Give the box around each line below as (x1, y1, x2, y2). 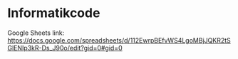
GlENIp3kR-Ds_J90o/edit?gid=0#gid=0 (7, 43, 123, 52)
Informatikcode (7, 5, 100, 21)
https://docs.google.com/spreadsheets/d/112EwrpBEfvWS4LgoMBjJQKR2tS (7, 36, 231, 44)
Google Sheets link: (7, 28, 65, 37)
